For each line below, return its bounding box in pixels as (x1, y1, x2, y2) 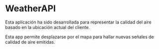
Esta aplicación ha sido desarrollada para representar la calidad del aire (5, 19, 152, 25)
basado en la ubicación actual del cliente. (5, 24, 90, 30)
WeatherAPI (5, 3, 56, 14)
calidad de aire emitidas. (5, 39, 56, 45)
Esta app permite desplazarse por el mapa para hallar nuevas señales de (5, 34, 154, 40)
